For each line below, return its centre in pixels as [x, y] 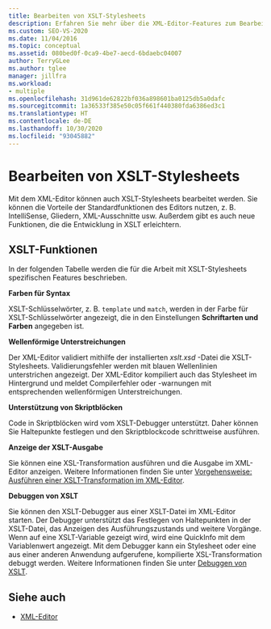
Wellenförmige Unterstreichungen [67, 342]
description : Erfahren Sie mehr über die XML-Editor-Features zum [122, 23]
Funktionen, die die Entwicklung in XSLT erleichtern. [95, 224]
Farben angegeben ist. [46, 326]
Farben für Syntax [40, 293]
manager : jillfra [38, 76]
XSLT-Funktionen [53, 249]
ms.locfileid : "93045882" [52, 136]
